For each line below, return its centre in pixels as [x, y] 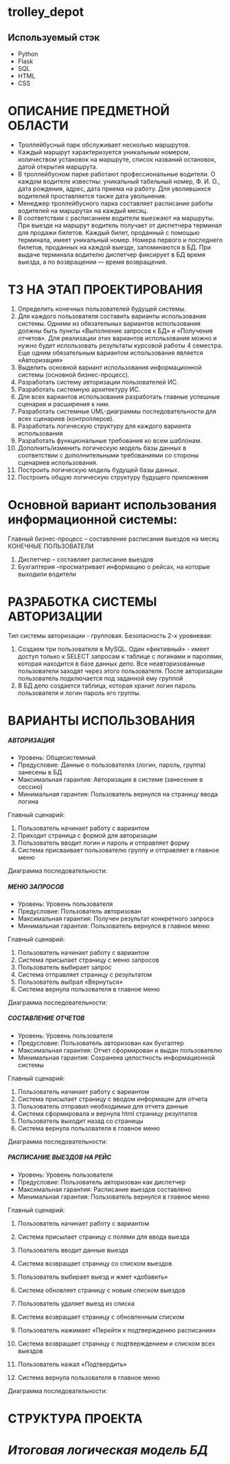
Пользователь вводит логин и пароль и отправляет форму [104, 843]
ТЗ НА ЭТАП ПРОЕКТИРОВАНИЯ [105, 290]
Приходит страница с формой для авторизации [87, 835]
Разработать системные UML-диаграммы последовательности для [117, 411]
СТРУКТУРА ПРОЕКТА [75, 1419]
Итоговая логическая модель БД [108, 1450]
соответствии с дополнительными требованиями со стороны [108, 455]
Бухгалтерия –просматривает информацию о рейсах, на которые [114, 566]
